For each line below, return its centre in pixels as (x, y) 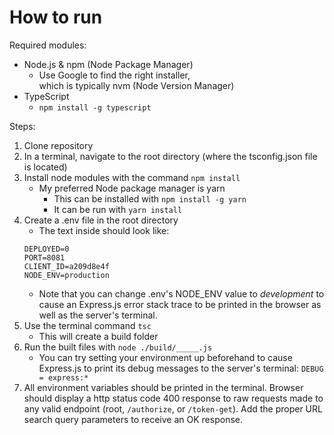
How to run (56, 17)
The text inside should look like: (104, 230)
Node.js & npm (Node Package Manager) (108, 64)
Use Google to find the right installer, (114, 75)
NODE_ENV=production (66, 275)
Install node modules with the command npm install (132, 177)
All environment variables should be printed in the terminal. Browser (163, 387)
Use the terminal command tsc (87, 325)
